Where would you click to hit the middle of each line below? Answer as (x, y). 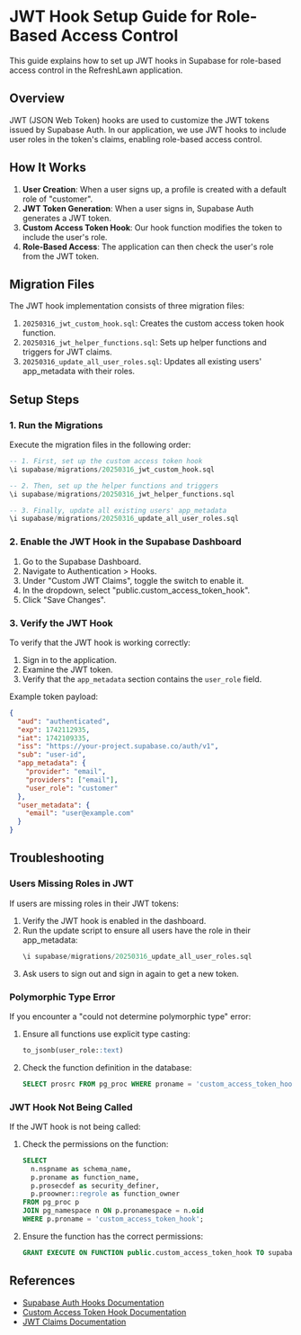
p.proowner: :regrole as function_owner (106, 1194)
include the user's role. (65, 237)
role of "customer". (58, 199)
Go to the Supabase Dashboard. (82, 561)
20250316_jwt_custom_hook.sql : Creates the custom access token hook (153, 323)
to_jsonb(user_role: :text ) (73, 1050)
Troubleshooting (57, 858)
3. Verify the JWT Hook (62, 623)
